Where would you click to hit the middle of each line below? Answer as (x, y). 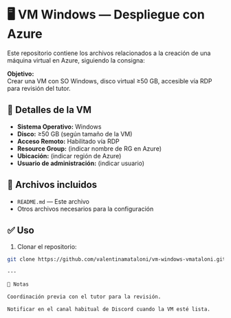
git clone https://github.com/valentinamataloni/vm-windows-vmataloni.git (117, 259)
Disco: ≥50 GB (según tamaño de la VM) (75, 134)
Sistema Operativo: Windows (59, 127)
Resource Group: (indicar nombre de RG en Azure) (89, 148)
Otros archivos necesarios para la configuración (85, 209)
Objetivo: (21, 74)
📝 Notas (18, 284)
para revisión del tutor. (39, 88)
